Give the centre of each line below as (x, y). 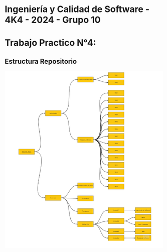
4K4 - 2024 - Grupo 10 (53, 20)
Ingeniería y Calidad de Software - (77, 9)
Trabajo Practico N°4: (50, 43)
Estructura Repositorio (41, 61)
